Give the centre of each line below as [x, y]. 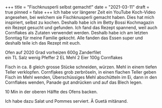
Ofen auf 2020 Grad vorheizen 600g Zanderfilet [53, 52]
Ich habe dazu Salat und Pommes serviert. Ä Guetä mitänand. [66, 101]
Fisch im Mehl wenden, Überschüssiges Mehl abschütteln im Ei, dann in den [81, 77]
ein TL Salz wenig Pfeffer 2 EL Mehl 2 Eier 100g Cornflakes [64, 57]
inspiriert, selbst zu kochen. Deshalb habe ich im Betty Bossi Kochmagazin [80, 22]
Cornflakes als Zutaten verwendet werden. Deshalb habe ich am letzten [76, 33]
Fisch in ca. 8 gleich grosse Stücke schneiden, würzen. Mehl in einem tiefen [81, 67]
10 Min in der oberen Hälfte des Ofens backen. [51, 92]
